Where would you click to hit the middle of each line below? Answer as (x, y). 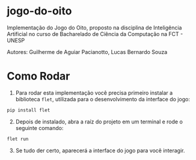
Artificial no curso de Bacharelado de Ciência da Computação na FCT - (95, 34)
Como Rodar (38, 76)
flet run (18, 139)
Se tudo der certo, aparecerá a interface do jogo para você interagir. (100, 150)
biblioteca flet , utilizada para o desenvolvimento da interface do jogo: (103, 99)
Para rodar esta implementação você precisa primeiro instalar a (94, 93)
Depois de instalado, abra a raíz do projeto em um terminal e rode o (99, 122)
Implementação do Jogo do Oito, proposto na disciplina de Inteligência (94, 28)
